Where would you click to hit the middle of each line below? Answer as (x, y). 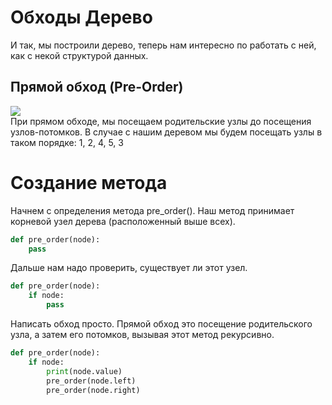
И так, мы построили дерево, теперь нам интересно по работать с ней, (163, 45)
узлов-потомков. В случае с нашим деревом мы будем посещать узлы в (166, 132)
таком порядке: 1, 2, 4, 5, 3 (67, 142)
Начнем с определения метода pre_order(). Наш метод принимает (152, 210)
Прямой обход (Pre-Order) (97, 87)
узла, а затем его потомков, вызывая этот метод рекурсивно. (142, 335)
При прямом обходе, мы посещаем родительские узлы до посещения (161, 121)
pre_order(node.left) (91, 381)
